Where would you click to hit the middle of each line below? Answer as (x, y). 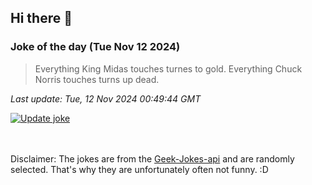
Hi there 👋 (41, 18)
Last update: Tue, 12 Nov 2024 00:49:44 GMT (106, 98)
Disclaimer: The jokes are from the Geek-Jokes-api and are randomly (152, 158)
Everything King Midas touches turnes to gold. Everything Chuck (168, 68)
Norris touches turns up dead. (97, 79)
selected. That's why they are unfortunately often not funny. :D (139, 169)
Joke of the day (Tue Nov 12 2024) (95, 47)
